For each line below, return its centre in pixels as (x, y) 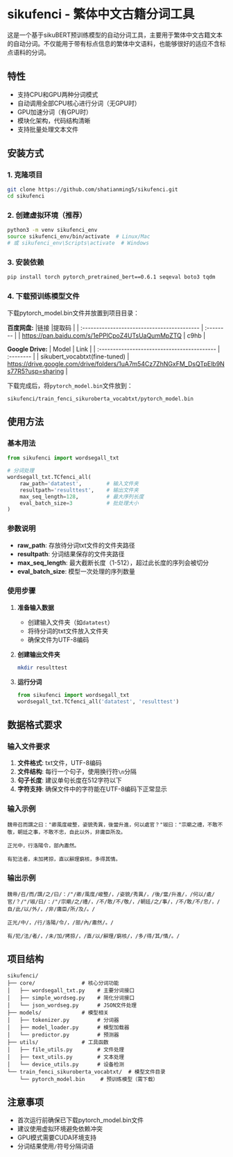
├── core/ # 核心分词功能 (63, 983)
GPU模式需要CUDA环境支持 (57, 1138)
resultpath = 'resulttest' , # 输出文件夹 (79, 490)
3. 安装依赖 (26, 262)
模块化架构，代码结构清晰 (54, 120)
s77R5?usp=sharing (36, 371)
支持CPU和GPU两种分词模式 (58, 94)
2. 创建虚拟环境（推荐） (47, 215)
